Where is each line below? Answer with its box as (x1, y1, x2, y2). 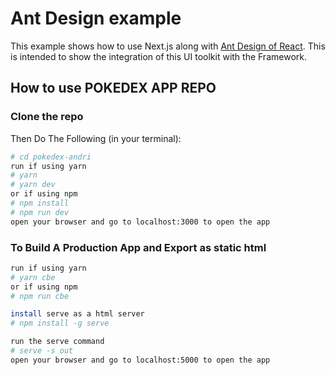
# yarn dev (10, 180, 56, 190)
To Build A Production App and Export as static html (10, 240, 267, 254)
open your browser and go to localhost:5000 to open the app (10, 355, 271, 365)
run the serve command (10, 337, 105, 347)
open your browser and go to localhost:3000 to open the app (10, 217, 271, 227)
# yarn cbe (10, 272, 56, 282)
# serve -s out (10, 346, 74, 356)
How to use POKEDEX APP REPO (10, 80, 217, 97)
